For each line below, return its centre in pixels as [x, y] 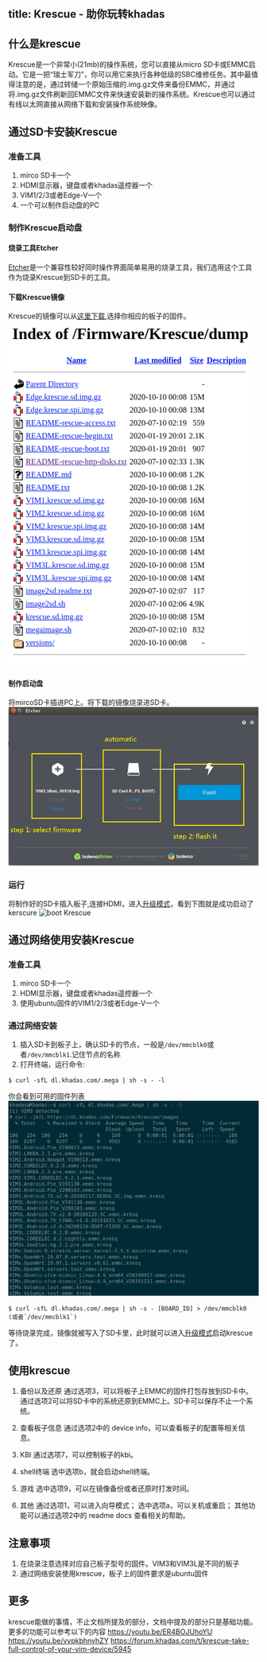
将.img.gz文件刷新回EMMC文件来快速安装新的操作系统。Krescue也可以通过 [132, 95]
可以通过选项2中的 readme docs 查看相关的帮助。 [108, 1516]
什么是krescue [44, 43]
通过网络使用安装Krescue [72, 940]
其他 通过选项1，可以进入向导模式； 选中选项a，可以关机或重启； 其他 [134, 1505]
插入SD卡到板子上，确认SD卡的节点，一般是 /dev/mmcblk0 [113, 1045]
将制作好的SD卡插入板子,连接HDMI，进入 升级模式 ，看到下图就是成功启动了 [131, 904]
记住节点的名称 [96, 1055]
